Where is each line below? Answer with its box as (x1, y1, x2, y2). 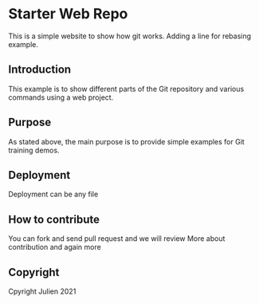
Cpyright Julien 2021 (8, 286, 77, 296)
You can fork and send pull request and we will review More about (8, 234, 226, 243)
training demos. (8, 145, 60, 155)
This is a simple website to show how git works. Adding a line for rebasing (8, 31, 252, 41)
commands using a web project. (8, 93, 114, 102)
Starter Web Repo (8, 5, 128, 23)
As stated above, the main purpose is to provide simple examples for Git (8, 136, 245, 146)
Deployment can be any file (8, 189, 99, 199)
